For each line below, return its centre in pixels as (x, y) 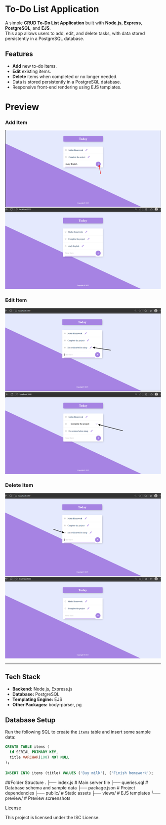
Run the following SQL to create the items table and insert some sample (78, 732)
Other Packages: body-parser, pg (47, 704)
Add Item (16, 122)
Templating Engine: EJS (37, 699)
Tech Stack (23, 677)
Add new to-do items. (34, 66)
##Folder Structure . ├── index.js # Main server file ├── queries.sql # (77, 782)
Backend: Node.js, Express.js (42, 689)
